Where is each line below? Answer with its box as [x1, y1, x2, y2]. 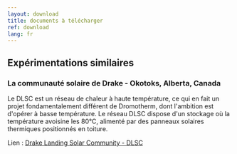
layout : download [7, 10, 59, 18]
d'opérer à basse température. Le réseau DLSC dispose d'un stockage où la [7, 109, 230, 118]
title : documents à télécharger [7, 17, 103, 24]
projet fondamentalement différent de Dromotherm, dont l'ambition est [7, 101, 214, 111]
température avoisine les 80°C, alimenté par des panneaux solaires [7, 117, 204, 125]
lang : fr [7, 30, 33, 38]
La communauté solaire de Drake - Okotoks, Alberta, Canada [7, 78, 221, 88]
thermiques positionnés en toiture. [7, 124, 108, 133]
